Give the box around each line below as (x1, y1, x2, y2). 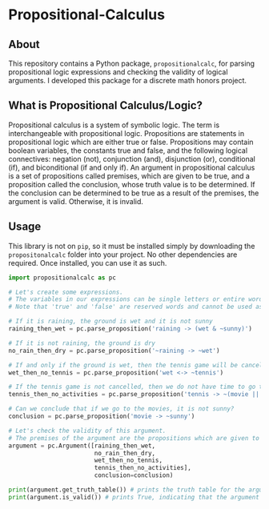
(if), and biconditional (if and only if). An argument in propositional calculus (8, 162, 255, 172)
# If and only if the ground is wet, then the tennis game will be (8, 361, 239, 369)
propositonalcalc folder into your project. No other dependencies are (8, 250, 238, 259)
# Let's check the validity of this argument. (8, 427, 167, 435)
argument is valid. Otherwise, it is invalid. (8, 196, 144, 206)
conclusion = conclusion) (94, 471, 174, 479)
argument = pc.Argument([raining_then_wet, (8, 442, 156, 450)
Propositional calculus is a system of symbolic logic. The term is (8, 120, 220, 130)
